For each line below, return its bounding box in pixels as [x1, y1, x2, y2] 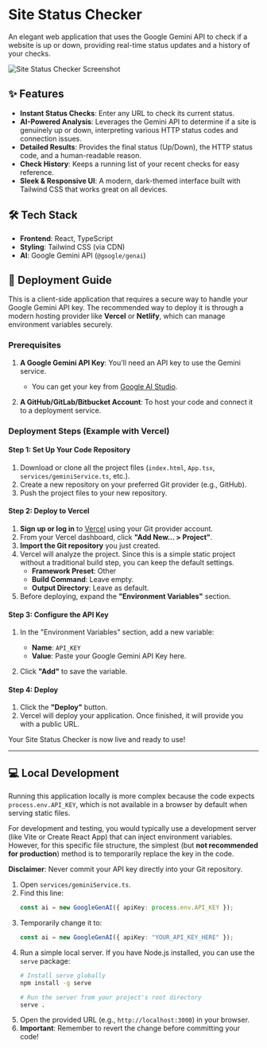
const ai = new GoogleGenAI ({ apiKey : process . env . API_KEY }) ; [19, 904, 234, 912]
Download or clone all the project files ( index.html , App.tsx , [19, 463, 215, 472]
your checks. [8, 49, 52, 58]
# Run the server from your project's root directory [19, 993, 202, 1001]
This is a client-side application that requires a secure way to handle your [8, 294, 248, 304]
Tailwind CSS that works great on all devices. [19, 184, 168, 194]
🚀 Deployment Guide [8, 273, 113, 287]
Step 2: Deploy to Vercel [8, 507, 90, 516]
